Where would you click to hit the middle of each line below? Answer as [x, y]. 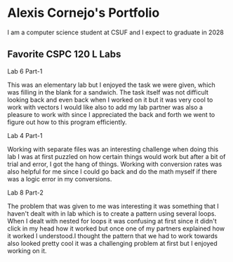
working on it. [27, 251]
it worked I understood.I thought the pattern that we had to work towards [113, 235]
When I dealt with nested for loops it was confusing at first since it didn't [112, 221]
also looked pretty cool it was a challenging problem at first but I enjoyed [112, 243]
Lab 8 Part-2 [25, 192]
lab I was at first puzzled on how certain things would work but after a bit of [116, 156]
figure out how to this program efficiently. [67, 122]
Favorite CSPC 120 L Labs [64, 54]
